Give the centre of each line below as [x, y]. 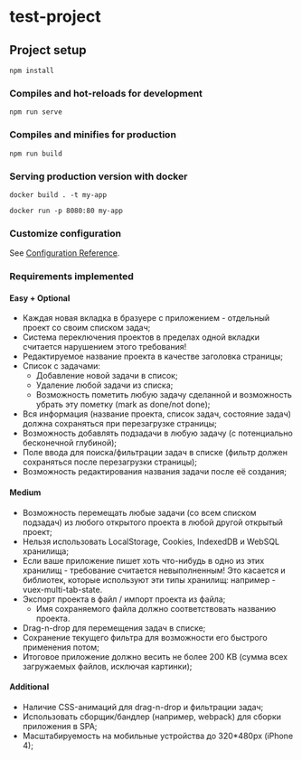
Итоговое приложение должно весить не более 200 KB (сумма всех [155, 656]
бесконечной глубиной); [70, 443]
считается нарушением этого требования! [104, 347]
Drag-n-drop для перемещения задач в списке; [114, 628]
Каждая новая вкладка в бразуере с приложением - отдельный [146, 318]
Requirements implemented [71, 277]
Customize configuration [66, 233]
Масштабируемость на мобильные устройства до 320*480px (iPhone [158, 736]
